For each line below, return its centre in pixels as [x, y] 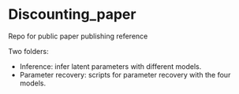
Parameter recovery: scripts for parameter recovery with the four [125, 74]
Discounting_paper [72, 14]
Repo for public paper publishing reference [78, 36]
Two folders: [28, 51]
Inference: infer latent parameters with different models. [110, 66]
